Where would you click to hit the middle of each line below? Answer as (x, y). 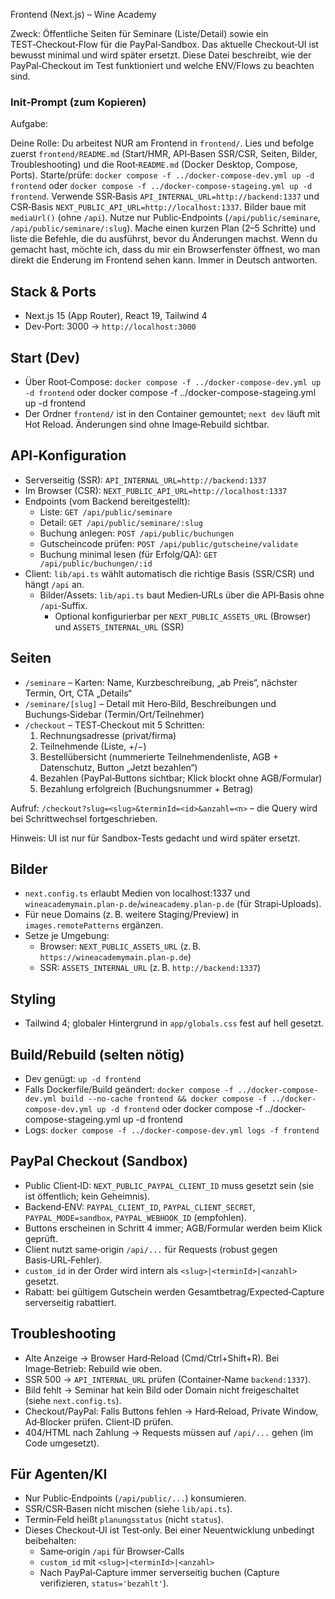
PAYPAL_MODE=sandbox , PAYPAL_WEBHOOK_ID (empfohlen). (135, 1217)
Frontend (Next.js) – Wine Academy (83, 14)
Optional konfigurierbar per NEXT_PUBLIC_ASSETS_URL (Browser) (183, 616)
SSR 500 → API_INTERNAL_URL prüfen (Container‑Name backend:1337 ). (168, 1379)
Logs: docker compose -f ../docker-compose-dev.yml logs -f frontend (172, 1130)
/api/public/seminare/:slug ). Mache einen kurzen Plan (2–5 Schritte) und (163, 228)
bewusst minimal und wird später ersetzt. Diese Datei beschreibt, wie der (161, 55)
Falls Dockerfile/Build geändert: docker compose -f (129, 1089)
